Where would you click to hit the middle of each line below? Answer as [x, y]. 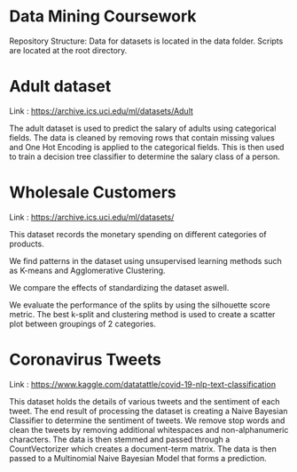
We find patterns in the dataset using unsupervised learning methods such [145, 260]
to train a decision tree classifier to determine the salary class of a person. [145, 156]
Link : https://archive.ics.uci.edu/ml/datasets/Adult [101, 111]
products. [27, 244]
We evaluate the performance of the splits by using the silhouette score [140, 305]
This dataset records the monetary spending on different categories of [138, 234]
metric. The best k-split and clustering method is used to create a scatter [142, 314]
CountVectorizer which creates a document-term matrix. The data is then [143, 448]
